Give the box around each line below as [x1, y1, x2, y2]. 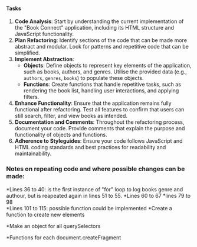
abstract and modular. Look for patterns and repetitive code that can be [14, 43, 189, 50]
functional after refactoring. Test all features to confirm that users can [14, 106, 185, 113]
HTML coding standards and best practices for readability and [14, 144, 166, 151]
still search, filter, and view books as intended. [14, 113, 128, 120]
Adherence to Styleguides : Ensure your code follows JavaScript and [14, 137, 183, 145]
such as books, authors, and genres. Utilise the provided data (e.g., [23, 68, 187, 75]
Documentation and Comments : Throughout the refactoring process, [14, 118, 185, 126]
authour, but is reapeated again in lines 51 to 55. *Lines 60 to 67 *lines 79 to [6, 192, 191, 199]
